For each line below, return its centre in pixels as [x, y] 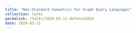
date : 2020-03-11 [23, 23]
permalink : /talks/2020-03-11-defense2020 [49, 18]
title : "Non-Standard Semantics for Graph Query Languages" [68, 9]
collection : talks [24, 14]
